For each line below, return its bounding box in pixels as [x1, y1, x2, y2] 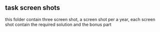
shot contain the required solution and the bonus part [5, 21, 112, 27]
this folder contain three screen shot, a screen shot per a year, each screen [5, 16, 156, 22]
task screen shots [5, 4, 61, 12]
